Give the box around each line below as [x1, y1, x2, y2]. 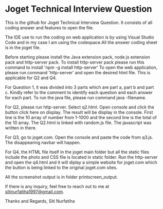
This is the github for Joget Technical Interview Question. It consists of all [5, 20, 152, 25]
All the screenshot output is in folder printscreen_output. [5, 174, 118, 180]
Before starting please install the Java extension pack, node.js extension [5, 54, 150, 60]
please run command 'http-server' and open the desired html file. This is [5, 69, 151, 75]
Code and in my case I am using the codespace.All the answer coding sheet [5, 39, 157, 45]
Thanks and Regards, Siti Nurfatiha [5, 198, 75, 204]
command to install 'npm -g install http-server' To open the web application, [5, 64, 158, 70]
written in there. [5, 125, 37, 130]
